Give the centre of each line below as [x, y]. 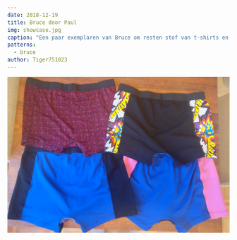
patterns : [22, 45]
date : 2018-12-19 [33, 15]
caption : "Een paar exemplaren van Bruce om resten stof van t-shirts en [118, 38]
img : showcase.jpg [34, 30]
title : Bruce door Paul [42, 22]
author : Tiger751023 [38, 60]
